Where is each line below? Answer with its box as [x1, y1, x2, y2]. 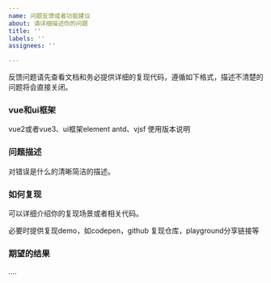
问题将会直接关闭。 [8, 82, 73, 92]
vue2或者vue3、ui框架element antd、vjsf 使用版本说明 [8, 125, 191, 134]
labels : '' [8, 34, 45, 43]
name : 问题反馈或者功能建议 [8, 11, 91, 20]
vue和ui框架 [8, 104, 57, 116]
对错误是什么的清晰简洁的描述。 [8, 167, 115, 176]
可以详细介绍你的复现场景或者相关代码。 [8, 209, 143, 218]
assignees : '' [8, 42, 57, 50]
